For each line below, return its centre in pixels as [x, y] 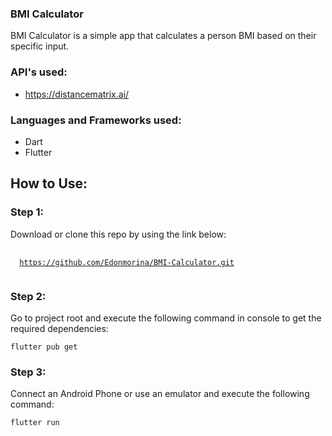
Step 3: [28, 372]
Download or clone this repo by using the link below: [118, 234]
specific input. [40, 46]
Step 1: [27, 212]
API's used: [39, 72]
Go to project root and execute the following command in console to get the [166, 318]
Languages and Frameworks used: [96, 120]
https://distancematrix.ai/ [77, 94]
